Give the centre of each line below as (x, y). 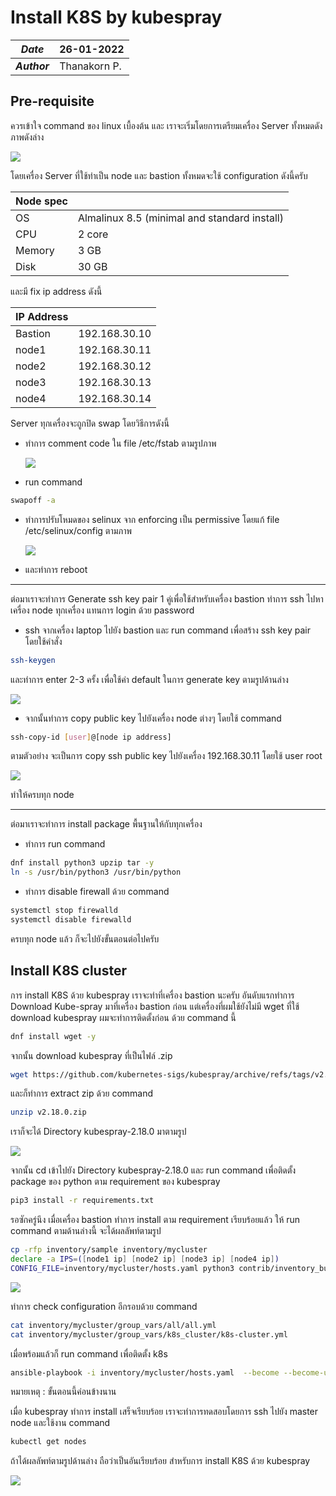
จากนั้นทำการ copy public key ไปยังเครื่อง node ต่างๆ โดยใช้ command (153, 718)
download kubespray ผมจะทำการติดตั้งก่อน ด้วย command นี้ (123, 1017)
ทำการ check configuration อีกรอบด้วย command (104, 1306)
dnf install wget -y (53, 1036)
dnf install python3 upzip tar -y (82, 863)
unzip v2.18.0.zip (48, 1112)
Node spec (41, 201)
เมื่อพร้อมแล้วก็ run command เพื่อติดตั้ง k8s (89, 1353)
